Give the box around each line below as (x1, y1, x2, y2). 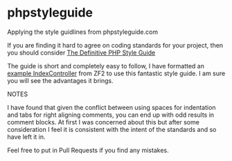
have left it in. (7, 133, 46, 141)
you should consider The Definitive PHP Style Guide (7, 48, 156, 57)
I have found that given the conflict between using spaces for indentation (7, 103, 216, 111)
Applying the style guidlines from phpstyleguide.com (7, 28, 158, 36)
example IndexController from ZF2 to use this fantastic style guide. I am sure (7, 69, 226, 77)
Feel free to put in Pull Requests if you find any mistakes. (7, 146, 169, 154)
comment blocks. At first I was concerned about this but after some (7, 117, 199, 126)
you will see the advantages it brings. (7, 76, 114, 84)
